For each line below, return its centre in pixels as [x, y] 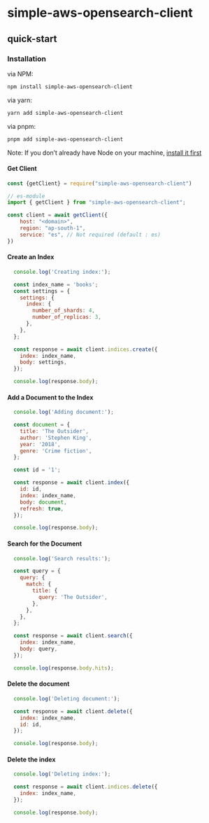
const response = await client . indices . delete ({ [86, 787]
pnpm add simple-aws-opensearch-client [65, 139]
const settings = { [42, 291]
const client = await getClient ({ [58, 215]
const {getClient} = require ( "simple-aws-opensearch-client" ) [100, 184]
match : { [38, 584]
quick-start [32, 39]
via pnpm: [22, 126]
